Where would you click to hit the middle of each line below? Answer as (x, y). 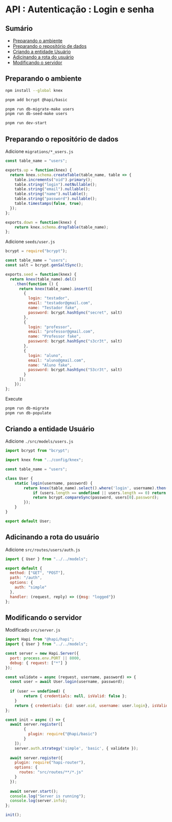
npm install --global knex (34, 90)
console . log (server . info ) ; (39, 801)
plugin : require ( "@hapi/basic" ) (62, 734)
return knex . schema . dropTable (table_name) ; (62, 227)
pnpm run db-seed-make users (36, 114)
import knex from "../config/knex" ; (44, 460)
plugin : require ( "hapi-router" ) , (50, 763)
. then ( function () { (36, 284)
